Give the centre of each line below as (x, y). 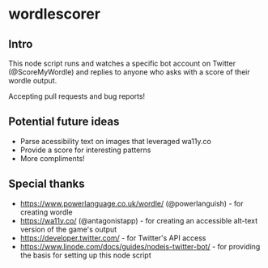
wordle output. (33, 81)
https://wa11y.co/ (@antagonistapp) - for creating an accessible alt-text (139, 220)
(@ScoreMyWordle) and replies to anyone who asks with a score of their (129, 72)
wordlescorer (55, 14)
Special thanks (47, 184)
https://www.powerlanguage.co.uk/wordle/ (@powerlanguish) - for (132, 203)
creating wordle (46, 212)
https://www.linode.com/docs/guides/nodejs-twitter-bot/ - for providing (140, 246)
